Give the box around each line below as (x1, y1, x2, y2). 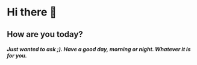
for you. (7, 52, 28, 59)
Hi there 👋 (7, 5, 57, 19)
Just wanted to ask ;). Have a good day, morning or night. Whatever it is (7, 46, 191, 53)
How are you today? (7, 29, 83, 39)
